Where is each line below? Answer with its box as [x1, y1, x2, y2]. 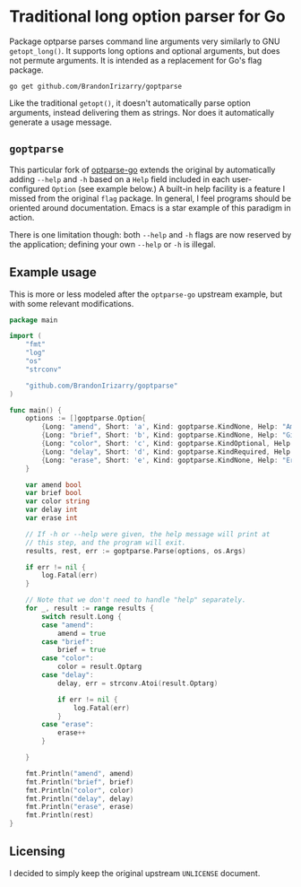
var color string [25, 497, 90, 506]
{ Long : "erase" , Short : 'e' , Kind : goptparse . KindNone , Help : [41, 456, 279, 465]
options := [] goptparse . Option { [25, 414, 146, 423]
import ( [9, 332, 42, 341]
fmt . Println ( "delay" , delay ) [25, 794, 134, 804]
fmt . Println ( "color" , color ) [25, 786, 134, 795]
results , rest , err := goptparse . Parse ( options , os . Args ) [25, 546, 246, 555]
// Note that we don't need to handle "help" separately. [25, 596, 246, 604]
